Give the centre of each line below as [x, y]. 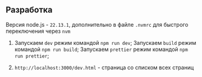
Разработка [29, 10]
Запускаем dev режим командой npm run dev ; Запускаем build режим [105, 42]
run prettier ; [32, 55]
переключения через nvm [38, 31]
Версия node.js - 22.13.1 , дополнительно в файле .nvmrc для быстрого [97, 24]
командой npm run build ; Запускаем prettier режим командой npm [101, 49]
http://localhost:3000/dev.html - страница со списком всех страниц [104, 67]
